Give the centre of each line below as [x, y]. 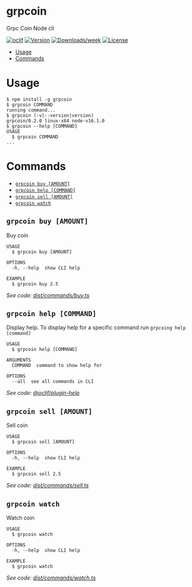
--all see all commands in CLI [53, 382]
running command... [31, 110]
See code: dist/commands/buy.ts [48, 295]
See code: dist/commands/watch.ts [51, 578]
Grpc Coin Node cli [30, 28]
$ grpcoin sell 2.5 [37, 474]
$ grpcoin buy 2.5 [35, 284]
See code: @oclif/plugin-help [43, 393]
